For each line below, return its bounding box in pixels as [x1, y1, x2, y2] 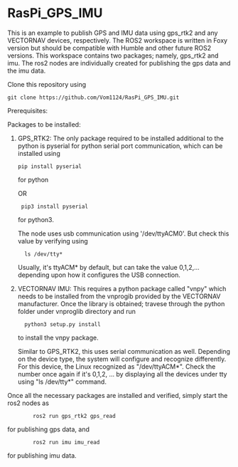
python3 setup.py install [24, 320, 101, 328]
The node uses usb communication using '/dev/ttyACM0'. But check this [17, 229, 229, 238]
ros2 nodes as [7, 399, 50, 407]
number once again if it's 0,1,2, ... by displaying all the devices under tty [17, 369, 227, 378]
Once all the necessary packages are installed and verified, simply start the [7, 391, 228, 399]
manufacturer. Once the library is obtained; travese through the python [17, 299, 225, 308]
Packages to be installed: [7, 120, 81, 129]
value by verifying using [17, 236, 89, 245]
